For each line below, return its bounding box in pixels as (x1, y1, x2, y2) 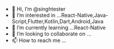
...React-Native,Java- (56, 12, 109, 19)
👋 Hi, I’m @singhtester (11, 6, 66, 12)
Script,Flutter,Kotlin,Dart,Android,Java (11, 18, 104, 24)
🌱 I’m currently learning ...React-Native (11, 24, 106, 31)
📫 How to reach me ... (11, 37, 66, 44)
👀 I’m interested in (11, 12, 56, 19)
